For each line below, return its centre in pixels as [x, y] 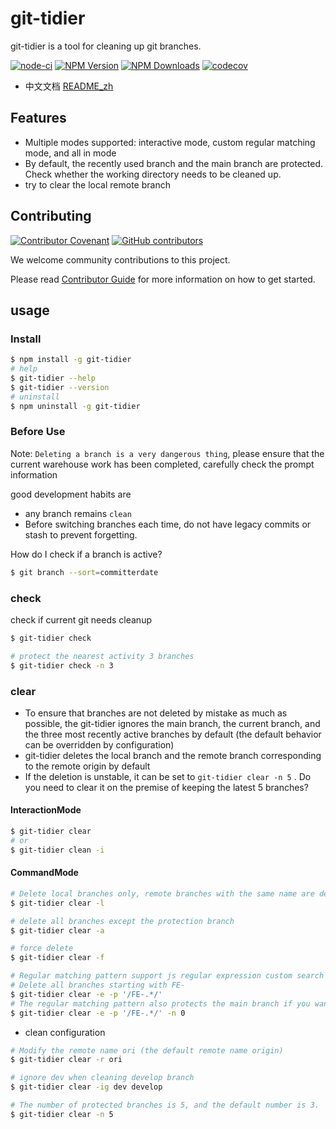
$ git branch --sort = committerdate [84, 572]
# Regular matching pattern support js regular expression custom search [167, 976]
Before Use [38, 432]
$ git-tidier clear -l [57, 903]
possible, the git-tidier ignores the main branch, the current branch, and [172, 723]
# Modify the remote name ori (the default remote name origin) [147, 1050]
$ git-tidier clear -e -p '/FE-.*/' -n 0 [98, 1013]
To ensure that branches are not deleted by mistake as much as [156, 713]
